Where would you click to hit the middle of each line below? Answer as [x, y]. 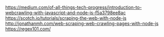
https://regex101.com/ [28, 29]
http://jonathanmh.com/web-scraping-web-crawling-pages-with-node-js [82, 23]
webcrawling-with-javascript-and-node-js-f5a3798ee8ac [65, 13]
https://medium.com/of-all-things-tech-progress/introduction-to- [74, 7]
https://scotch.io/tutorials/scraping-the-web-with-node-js [66, 18]
